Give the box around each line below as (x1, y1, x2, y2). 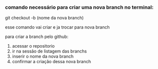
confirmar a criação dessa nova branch (12, 59, 91, 65)
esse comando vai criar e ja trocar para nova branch (5, 24, 110, 30)
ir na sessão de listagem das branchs (12, 48, 87, 54)
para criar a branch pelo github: (5, 34, 69, 40)
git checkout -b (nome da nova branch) (5, 15, 84, 21)
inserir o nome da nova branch (12, 53, 74, 59)
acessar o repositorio (12, 43, 55, 49)
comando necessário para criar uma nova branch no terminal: (5, 4, 154, 11)
